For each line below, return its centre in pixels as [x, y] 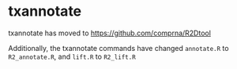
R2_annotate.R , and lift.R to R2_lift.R [72, 56]
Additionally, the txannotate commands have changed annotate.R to [118, 48]
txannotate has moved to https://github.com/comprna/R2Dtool [110, 33]
